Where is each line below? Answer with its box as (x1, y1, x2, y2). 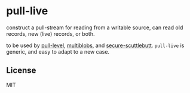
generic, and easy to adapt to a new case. (6, 48, 109, 55)
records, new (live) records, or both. (6, 30, 95, 37)
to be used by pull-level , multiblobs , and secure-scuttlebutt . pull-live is (6, 42, 185, 49)
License (6, 66, 36, 76)
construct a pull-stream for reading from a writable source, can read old (6, 24, 183, 31)
